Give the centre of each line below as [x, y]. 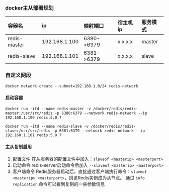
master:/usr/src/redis [29, 113]
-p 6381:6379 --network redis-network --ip [99, 131]
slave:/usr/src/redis [28, 131]
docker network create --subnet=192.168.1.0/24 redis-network [72, 86]
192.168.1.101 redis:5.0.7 [33, 135]
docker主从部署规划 [29, 8]
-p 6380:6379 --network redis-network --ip [101, 113]
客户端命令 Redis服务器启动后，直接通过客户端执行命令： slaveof [80, 171]
